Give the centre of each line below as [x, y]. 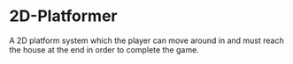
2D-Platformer [63, 16]
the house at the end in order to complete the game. [104, 49]
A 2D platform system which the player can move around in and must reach [147, 40]
